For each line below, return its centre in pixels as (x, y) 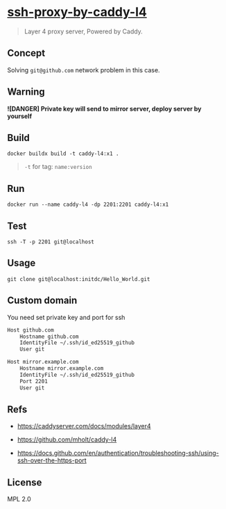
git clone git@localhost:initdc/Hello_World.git (79, 279)
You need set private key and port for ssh (66, 317)
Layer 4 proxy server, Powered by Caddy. (84, 31)
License (25, 482)
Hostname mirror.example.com (62, 369)
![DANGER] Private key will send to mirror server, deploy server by (105, 108)
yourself (20, 116)
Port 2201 (34, 381)
